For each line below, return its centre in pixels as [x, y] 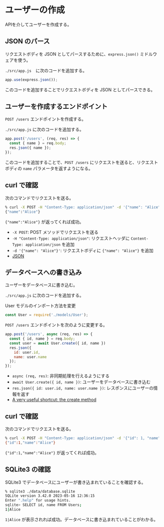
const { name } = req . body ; [38, 143]
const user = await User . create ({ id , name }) [58, 343]
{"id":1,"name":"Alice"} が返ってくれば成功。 [52, 452]
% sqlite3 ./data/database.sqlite [40, 491]
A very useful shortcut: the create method [54, 400]
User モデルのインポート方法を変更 [41, 306]
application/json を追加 [50, 244]
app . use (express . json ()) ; [31, 80]
